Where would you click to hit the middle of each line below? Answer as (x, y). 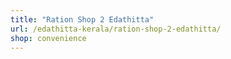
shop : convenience (48, 38)
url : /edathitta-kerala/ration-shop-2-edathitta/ (116, 29)
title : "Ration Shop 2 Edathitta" (82, 19)
